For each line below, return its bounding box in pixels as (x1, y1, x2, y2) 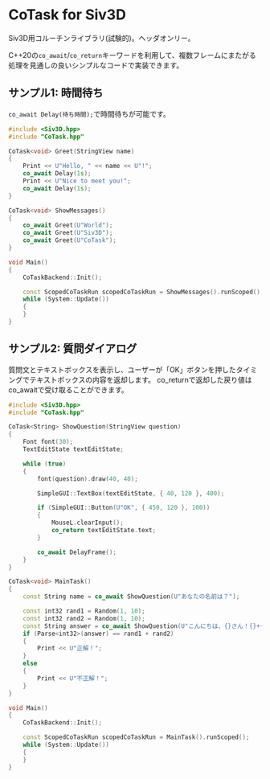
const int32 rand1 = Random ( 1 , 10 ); (22, 607, 146, 616)
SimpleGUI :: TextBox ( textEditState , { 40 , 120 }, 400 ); (37, 489, 225, 498)
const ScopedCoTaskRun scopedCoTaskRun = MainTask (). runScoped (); (22, 733, 250, 741)
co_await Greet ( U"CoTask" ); (22, 236, 117, 244)
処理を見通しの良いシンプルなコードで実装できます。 (8, 60, 184, 70)
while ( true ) (22, 460, 67, 468)
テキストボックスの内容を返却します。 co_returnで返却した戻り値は (29, 375, 252, 384)
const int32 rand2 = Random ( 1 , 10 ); (22, 614, 146, 622)
